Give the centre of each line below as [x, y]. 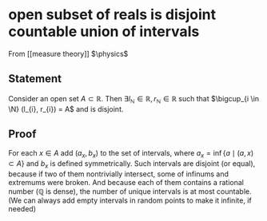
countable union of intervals [104, 32]
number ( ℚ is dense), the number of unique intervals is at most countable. [130, 191]
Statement [35, 79]
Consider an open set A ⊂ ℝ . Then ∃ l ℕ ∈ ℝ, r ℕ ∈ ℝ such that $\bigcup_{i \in [134, 99]
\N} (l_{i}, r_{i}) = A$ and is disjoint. [66, 109]
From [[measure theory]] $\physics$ [68, 53]
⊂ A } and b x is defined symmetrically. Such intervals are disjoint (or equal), [132, 164]
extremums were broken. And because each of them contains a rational [126, 182]
